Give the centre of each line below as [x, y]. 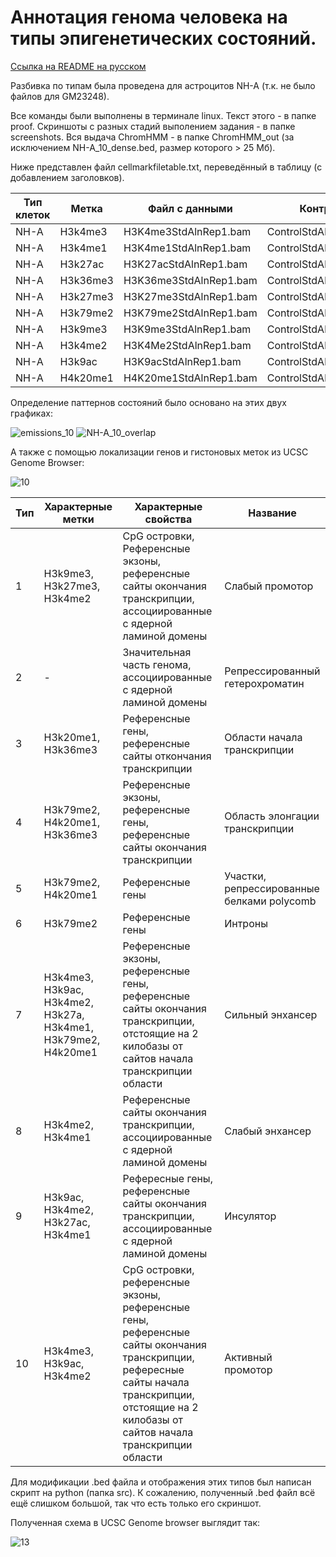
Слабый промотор [269, 586]
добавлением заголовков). [67, 177]
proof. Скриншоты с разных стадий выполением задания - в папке [153, 126]
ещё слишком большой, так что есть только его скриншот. [136, 1503]
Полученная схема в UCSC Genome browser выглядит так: [135, 1522]
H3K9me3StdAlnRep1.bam [187, 329]
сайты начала [156, 1382]
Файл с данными [190, 208]
